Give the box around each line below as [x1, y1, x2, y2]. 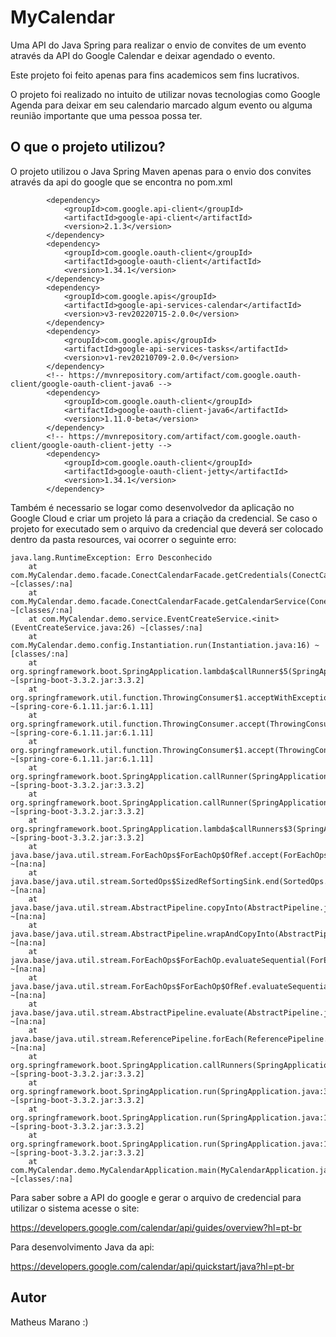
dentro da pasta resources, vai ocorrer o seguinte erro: [10, 533, 237, 545]
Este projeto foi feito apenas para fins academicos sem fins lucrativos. [10, 69, 300, 81]
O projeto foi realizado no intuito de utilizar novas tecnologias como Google [10, 88, 321, 100]
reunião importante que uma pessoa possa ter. [10, 109, 203, 121]
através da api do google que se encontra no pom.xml [10, 176, 233, 188]
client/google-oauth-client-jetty [10, 440, 155, 450]
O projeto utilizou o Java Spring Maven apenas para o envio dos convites [10, 165, 312, 177]
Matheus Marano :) [10, 1316, 89, 1328]
